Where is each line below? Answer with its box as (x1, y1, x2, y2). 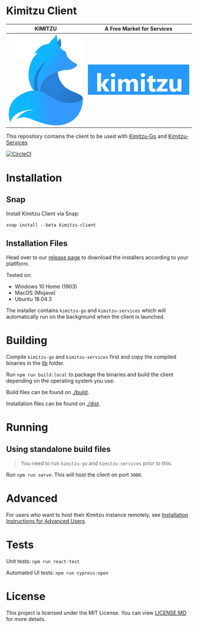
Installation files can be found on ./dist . (6, 400, 101, 407)
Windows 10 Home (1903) (14, 283, 78, 290)
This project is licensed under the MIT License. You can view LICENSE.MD (6, 609, 187, 616)
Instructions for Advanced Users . (6, 517, 87, 525)
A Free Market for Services (104, 25, 173, 32)
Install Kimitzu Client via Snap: (6, 210, 80, 217)
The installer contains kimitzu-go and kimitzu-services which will (6, 307, 166, 314)
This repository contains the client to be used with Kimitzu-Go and (6, 133, 167, 140)
